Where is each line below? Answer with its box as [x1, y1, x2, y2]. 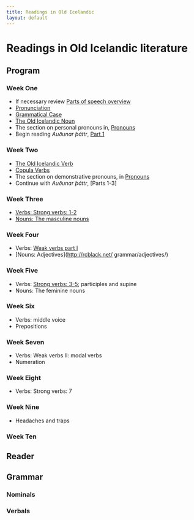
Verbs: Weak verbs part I [15, 244, 78, 252]
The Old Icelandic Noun [15, 117, 75, 125]
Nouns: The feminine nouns [15, 287, 86, 294]
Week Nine [6, 403, 40, 411]
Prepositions [15, 322, 47, 330]
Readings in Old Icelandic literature [6, 41, 188, 55]
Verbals [6, 507, 31, 516]
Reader [6, 451, 35, 462]
